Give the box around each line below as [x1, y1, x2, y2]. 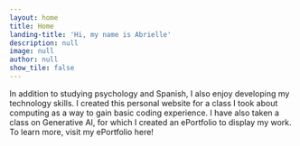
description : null [9, 38, 79, 48]
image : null [9, 47, 54, 56]
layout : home [9, 13, 59, 23]
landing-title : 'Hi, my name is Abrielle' [9, 30, 172, 39]
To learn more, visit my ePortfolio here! [9, 126, 154, 137]
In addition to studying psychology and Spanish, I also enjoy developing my [9, 87, 290, 99]
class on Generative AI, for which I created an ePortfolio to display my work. [9, 116, 292, 127]
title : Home [9, 22, 54, 31]
